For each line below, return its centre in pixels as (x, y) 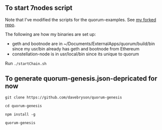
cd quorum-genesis (23, 106)
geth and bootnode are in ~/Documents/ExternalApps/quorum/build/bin (83, 44)
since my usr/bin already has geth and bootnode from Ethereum (76, 49)
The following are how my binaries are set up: (51, 34)
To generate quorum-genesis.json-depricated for (81, 79)
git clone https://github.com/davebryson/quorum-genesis (64, 97)
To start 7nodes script (39, 8)
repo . (10, 25)
